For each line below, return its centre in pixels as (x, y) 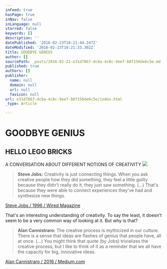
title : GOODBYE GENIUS (29, 52)
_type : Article (21, 104)
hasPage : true (20, 15)
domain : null (23, 85)
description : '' (22, 38)
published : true (22, 66)
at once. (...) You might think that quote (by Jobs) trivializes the (83, 241)
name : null (21, 80)
